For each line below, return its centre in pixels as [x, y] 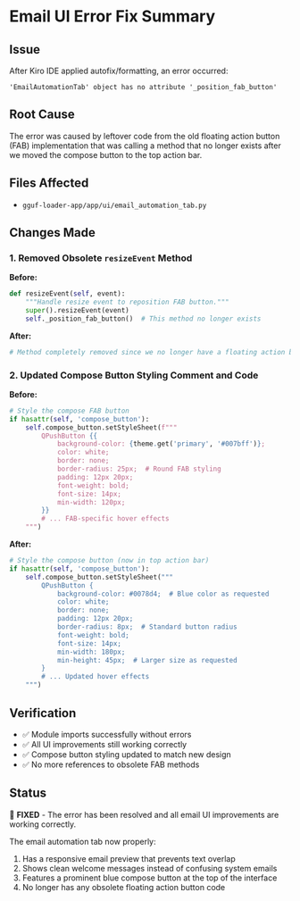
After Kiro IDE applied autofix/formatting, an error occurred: [119, 71]
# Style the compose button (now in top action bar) [109, 561]
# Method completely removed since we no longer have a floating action [147, 352]
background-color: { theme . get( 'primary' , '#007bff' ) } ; [161, 444]
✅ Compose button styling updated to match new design [127, 754]
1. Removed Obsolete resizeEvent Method [101, 258]
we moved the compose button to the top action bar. [106, 154]
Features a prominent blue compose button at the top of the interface [150, 878]
